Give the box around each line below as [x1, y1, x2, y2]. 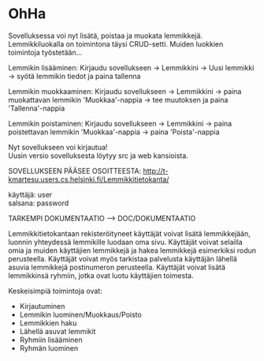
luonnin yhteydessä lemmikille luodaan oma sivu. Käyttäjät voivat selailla [8, 237, 243, 246]
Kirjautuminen [19, 301, 65, 310]
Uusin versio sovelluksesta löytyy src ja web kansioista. [8, 151, 189, 160]
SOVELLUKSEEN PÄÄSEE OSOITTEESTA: [8, 166, 142, 175]
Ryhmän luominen [19, 343, 79, 352]
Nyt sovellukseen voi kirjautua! [8, 142, 108, 152]
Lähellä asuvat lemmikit [19, 326, 96, 336]
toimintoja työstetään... [8, 47, 83, 57]
